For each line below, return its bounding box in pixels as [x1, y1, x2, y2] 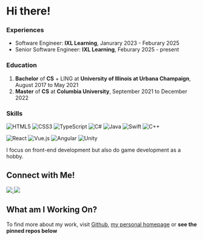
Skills [6, 109, 23, 117]
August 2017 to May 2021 [15, 81, 79, 88]
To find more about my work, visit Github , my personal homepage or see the [6, 221, 197, 228]
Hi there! [6, 4, 51, 18]
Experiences [6, 26, 44, 34]
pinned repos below [6, 227, 58, 234]
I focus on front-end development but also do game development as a [6, 146, 181, 154]
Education [6, 61, 38, 70]
